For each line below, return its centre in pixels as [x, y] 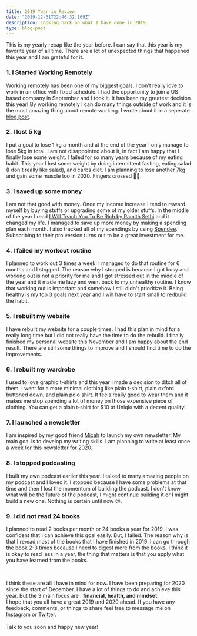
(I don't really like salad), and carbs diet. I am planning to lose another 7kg [96, 170]
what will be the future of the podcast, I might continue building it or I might [97, 495]
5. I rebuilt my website [38, 316]
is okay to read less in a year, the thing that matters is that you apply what [95, 554]
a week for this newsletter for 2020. [49, 448]
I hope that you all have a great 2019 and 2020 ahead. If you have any [91, 602]
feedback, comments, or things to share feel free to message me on [88, 608]
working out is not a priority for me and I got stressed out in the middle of [95, 276]
